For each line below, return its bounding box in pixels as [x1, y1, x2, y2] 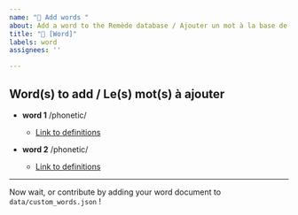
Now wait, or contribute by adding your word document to [9, 187, 222, 197]
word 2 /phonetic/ [21, 143, 89, 155]
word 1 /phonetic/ [21, 110, 87, 120]
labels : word [9, 37, 58, 47]
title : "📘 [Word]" [9, 29, 77, 38]
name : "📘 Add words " [9, 12, 90, 22]
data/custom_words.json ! [9, 196, 102, 206]
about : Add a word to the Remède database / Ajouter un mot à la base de [9, 21, 288, 30]
